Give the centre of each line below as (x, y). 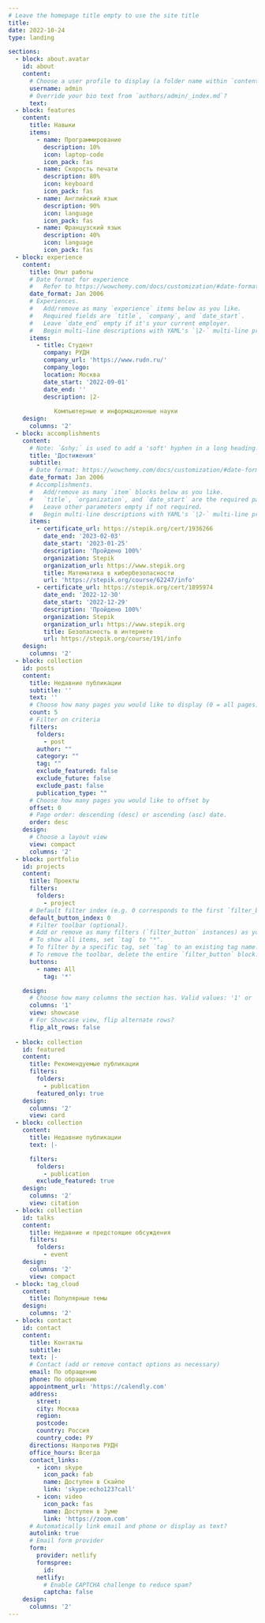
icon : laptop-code (73, 155)
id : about (39, 67)
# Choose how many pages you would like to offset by (119, 800)
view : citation (54, 1203)
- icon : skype (60, 1467)
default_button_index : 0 (70, 918)
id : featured (44, 1050)
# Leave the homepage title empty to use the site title (104, 15)
